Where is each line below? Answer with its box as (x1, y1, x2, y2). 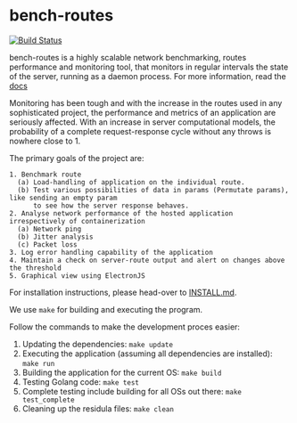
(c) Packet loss (17, 240, 78, 249)
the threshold (9, 264, 62, 273)
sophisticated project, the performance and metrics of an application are (9, 107, 276, 118)
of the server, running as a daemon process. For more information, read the (9, 70, 287, 81)
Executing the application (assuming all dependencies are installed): (21, 348, 273, 359)
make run (21, 359, 55, 368)
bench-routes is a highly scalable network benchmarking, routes (9, 52, 247, 62)
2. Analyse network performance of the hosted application (9, 208, 234, 218)
